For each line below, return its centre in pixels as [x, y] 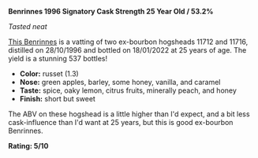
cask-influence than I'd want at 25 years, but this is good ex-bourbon [121, 122]
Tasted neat [28, 26]
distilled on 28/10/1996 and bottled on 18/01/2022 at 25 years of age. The [127, 50]
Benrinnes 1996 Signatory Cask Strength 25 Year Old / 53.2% [111, 11]
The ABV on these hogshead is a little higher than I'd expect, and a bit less [129, 114]
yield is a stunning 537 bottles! [58, 59]
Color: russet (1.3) [49, 73]
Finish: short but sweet [58, 99]
